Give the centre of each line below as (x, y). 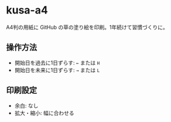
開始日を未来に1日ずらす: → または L (57, 70)
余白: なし (26, 106)
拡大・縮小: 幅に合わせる (44, 113)
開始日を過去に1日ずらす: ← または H (57, 63)
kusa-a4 (27, 10)
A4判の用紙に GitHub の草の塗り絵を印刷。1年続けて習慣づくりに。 (87, 27)
